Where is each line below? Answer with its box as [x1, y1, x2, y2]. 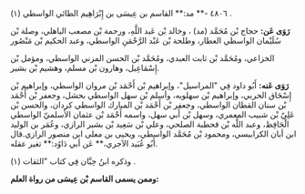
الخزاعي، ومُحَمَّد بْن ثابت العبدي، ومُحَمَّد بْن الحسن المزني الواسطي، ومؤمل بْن [10, 53, 275, 63]
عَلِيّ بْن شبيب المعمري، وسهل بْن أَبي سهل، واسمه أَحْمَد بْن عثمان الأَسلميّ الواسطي [10, 109, 295, 119]
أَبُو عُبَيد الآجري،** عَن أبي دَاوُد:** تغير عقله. [10, 138, 158, 148]
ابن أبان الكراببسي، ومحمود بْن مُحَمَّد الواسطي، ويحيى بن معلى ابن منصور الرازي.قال [10, 128, 297, 139]
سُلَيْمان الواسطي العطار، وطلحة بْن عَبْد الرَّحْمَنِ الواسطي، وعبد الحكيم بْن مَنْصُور [10, 36, 281, 46]
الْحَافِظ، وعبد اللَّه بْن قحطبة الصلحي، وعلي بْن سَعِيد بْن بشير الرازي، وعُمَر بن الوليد [10, 118, 290, 129]
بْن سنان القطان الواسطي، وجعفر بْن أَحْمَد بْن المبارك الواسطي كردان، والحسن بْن [10, 99, 287, 110]
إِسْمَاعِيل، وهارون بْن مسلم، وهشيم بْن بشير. [10, 63, 160, 73]
